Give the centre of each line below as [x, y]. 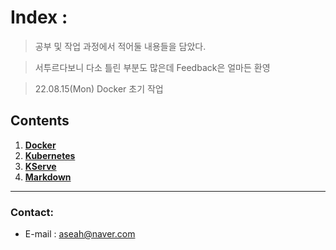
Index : [39, 17]
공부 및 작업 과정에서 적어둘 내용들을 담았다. [120, 46]
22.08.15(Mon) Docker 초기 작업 [99, 88]
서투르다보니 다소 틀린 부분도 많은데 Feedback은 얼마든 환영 [152, 67]
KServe [40, 166]
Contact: [32, 212]
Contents [40, 121]
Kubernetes [50, 155]
